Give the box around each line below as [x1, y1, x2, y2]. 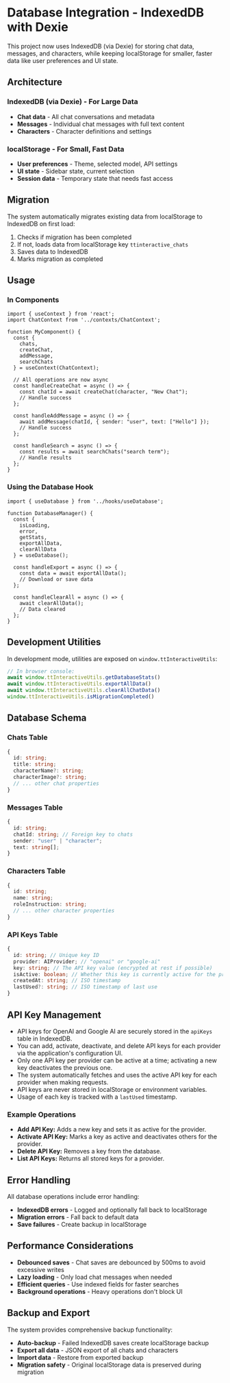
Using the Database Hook [7, 482, 94, 492]
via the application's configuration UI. [16, 1049, 123, 1057]
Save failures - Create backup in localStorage [16, 1221, 147, 1229]
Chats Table [7, 733, 48, 743]
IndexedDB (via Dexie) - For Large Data [7, 97, 138, 107]
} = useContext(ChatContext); [13, 364, 99, 371]
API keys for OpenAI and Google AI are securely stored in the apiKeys [16, 1027, 213, 1035]
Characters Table [7, 867, 66, 876]
